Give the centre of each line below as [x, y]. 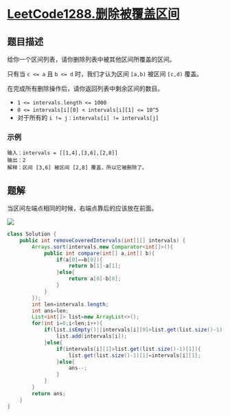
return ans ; [49, 393]
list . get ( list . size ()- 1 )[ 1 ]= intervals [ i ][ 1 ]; [135, 355]
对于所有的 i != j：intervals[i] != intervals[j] [88, 118]
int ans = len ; [50, 311]
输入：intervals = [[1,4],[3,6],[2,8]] [62, 153]
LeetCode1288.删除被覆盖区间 [93, 14]
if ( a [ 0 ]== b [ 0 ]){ [79, 259]
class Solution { [32, 234]
